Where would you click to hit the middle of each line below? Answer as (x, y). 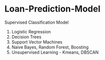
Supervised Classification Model (37, 22)
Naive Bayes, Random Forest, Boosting (50, 47)
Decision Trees (26, 37)
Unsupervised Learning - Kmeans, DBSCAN (55, 52)
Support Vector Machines (37, 42)
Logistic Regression (31, 31)
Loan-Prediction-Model (52, 9)
